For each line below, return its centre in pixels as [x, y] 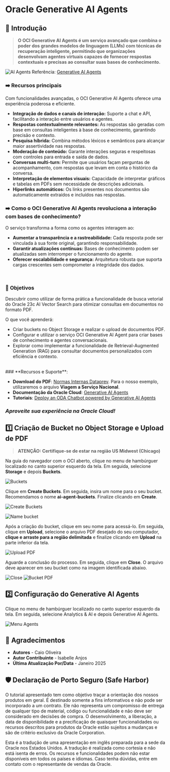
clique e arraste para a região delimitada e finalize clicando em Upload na [83, 537]
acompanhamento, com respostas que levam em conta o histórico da [85, 168]
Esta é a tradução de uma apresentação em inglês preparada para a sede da [85, 742]
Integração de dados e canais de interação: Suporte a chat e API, [82, 114]
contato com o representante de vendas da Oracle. [59, 764]
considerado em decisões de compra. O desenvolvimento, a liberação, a [81, 716]
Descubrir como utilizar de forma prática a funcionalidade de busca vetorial [84, 298]
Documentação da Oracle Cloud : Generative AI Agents [70, 392]
